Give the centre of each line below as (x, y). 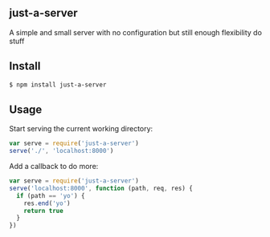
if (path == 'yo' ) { (51, 195)
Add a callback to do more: (54, 167)
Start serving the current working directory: (81, 129)
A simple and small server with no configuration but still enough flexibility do (135, 32)
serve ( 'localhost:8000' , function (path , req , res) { (101, 188)
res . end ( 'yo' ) (47, 203)
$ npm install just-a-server (58, 84)
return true (43, 211)
